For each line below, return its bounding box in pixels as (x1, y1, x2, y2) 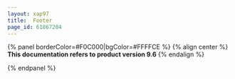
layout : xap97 (7, 10, 50, 18)
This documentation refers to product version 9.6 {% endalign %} (7, 50, 205, 59)
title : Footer (7, 17, 53, 24)
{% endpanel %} (7, 64, 56, 73)
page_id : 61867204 (7, 23, 62, 30)
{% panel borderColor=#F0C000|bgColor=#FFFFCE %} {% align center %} (7, 43, 229, 51)
